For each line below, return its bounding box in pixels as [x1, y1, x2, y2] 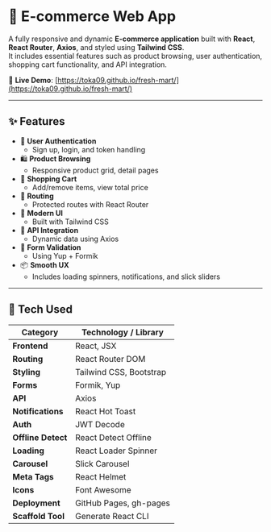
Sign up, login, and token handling [31, 144, 146, 154]
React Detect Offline [75, 431, 152, 443]
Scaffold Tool [12, 510, 65, 522]
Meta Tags [12, 471, 54, 482]
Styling [12, 366, 41, 377]
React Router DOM [75, 353, 146, 364]
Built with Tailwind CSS [31, 217, 109, 227]
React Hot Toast [75, 405, 136, 417]
